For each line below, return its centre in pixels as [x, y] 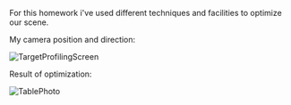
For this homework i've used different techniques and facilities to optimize [145, 13]
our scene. [29, 22]
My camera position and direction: [73, 40]
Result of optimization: [51, 74]
